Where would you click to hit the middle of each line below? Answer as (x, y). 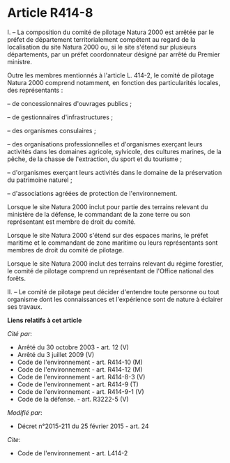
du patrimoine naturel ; (40, 180)
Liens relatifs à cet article (45, 320)
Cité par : (20, 333)
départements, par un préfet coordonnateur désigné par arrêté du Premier (114, 54)
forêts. (17, 278)
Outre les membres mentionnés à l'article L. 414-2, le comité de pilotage (111, 75)
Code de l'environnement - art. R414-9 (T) (78, 384)
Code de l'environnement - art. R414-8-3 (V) (81, 377)
